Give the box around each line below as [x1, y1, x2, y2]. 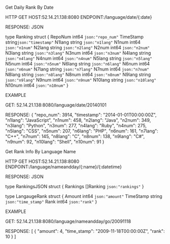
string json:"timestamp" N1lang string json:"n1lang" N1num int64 [5, 39, 141, 45]
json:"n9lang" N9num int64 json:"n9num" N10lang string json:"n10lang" [5, 77, 156, 83]
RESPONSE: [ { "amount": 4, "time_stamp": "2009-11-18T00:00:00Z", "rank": [5, 228, 165, 234]
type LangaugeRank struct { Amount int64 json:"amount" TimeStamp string [5, 193, 162, 199]
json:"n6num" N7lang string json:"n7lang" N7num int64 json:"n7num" [5, 66, 150, 72]
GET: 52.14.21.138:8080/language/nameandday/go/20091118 [5, 218, 131, 224]
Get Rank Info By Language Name [5, 149, 76, 154]
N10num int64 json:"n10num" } [5, 82, 69, 88]
